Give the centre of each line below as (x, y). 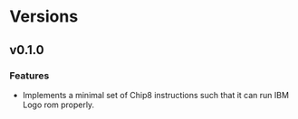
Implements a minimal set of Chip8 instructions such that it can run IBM (156, 95)
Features (29, 76)
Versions (44, 17)
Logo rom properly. (58, 105)
